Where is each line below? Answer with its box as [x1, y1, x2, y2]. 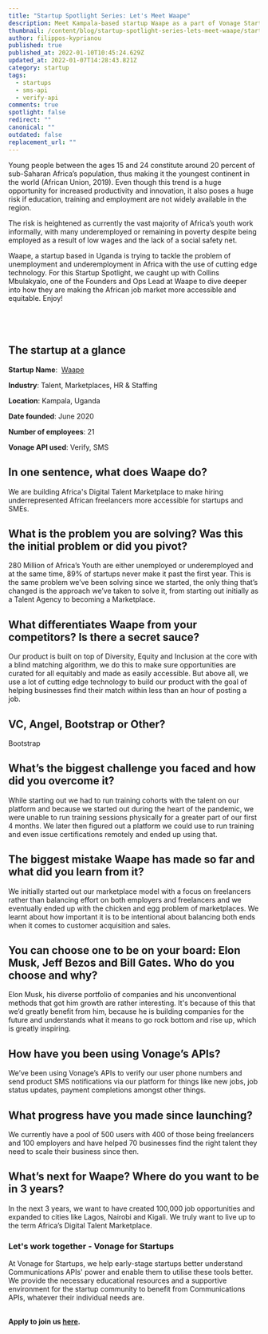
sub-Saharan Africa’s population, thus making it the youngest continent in [8, 169, 250, 178]
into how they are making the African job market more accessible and [8, 285, 237, 294]
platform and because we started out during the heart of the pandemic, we [8, 803, 254, 813]
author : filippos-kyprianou [8, 34, 102, 42]
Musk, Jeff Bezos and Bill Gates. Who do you [8, 955, 235, 969]
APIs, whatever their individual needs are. [8, 1293, 145, 1303]
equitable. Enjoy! [8, 293, 64, 302]
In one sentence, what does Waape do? [8, 466, 207, 479]
